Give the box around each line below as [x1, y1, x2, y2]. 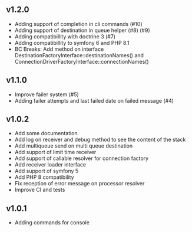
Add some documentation [14, 130, 78, 137]
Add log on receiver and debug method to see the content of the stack [14, 136, 186, 143]
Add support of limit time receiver [14, 149, 97, 156]
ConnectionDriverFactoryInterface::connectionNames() [14, 58, 149, 65]
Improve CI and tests [14, 186, 65, 194]
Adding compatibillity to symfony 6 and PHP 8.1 [14, 39, 130, 46]
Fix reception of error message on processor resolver [14, 180, 145, 187]
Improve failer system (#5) [14, 91, 80, 98]
